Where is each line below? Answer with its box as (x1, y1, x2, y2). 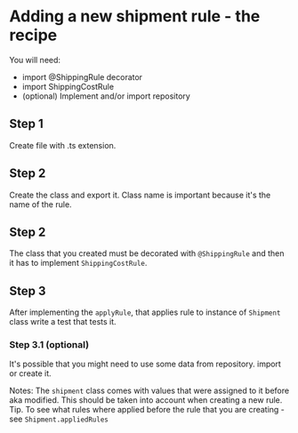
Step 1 (9, 116, 44, 132)
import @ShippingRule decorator (21, 71, 143, 82)
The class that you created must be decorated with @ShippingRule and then (9, 248, 285, 259)
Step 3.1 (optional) (9, 339, 90, 351)
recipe (9, 25, 58, 45)
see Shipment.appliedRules (9, 413, 109, 424)
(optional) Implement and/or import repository (21, 91, 191, 101)
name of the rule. (9, 198, 73, 210)
